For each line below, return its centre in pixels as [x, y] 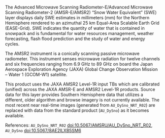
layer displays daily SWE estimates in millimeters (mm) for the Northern [77, 18]
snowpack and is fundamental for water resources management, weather [80, 33]
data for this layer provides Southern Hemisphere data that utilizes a [74, 94]
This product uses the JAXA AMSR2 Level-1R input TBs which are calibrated [82, 84]
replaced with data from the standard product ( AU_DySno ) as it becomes [77, 110]
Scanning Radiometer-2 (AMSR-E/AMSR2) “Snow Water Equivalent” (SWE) [81, 12]
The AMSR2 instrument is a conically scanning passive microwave [72, 53]
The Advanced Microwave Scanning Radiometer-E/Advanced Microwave [79, 7]
